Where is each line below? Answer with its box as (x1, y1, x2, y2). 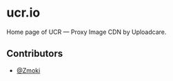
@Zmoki (16, 66, 41, 74)
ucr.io (6, 5, 41, 21)
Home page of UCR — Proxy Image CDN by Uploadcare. (6, 28, 167, 36)
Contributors (6, 48, 63, 60)
